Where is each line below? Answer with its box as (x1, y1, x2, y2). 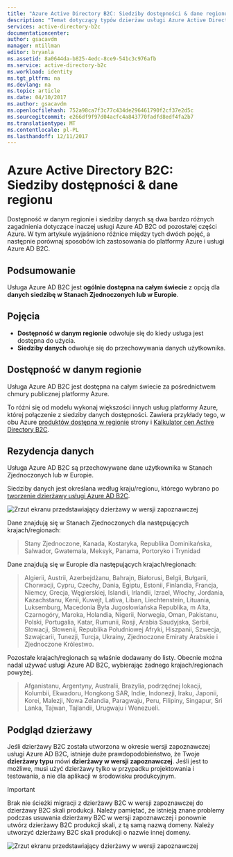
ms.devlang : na (7, 81, 51, 88)
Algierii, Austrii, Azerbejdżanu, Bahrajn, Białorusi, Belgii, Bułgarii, (24, 574, 208, 582)
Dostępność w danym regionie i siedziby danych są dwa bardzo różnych (7, 215, 214, 223)
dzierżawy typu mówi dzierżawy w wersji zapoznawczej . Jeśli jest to (7, 757, 209, 765)
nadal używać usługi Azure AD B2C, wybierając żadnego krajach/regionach (7, 661, 223, 670)
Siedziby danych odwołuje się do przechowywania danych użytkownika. (17, 343, 226, 352)
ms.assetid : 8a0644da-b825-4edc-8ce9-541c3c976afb (7, 56, 157, 62)
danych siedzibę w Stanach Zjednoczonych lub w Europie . (7, 291, 179, 298)
